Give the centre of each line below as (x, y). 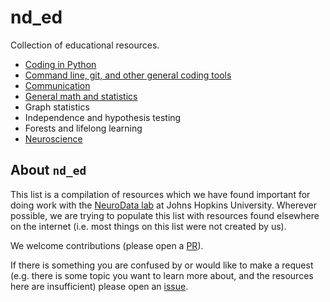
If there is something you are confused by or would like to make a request (162, 265)
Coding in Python (60, 64)
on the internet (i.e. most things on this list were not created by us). (148, 226)
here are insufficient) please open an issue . (99, 286)
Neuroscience (53, 138)
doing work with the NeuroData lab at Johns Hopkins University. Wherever (163, 205)
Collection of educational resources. (85, 45)
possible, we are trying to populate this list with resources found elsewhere (165, 215)
